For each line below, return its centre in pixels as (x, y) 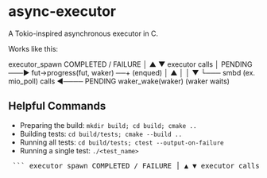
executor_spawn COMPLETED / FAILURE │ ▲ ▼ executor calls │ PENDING (130, 64)
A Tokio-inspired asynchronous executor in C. (83, 33)
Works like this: (33, 48)
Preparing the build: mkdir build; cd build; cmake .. (108, 125)
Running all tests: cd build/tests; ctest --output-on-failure (122, 142)
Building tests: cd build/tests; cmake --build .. (101, 133)
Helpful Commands (57, 106)
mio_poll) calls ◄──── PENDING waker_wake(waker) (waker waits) (119, 81)
